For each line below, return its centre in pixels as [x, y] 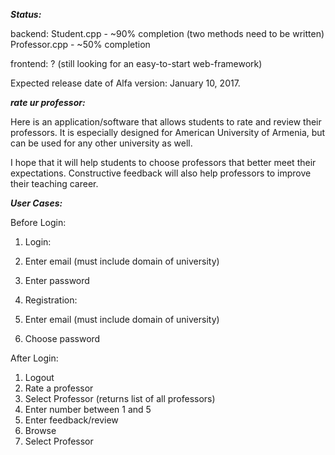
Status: [26, 14]
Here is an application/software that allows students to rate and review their [166, 122]
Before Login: [38, 222]
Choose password [62, 338]
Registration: [51, 300]
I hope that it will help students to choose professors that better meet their [163, 162]
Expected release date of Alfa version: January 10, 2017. [125, 83]
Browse [40, 430]
